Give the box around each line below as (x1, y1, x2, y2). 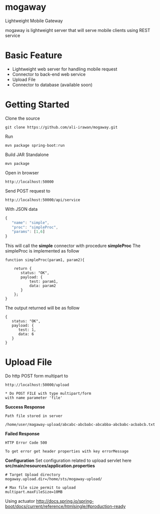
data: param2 (29, 284, 56, 289)
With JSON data (5, 206, 38, 212)
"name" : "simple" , (11, 220, 50, 225)
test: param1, (29, 279, 58, 284)
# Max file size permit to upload (5, 485, 76, 490)
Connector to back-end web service (12, 71, 86, 77)
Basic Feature (5, 50, 63, 61)
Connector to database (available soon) (12, 82, 93, 88)
